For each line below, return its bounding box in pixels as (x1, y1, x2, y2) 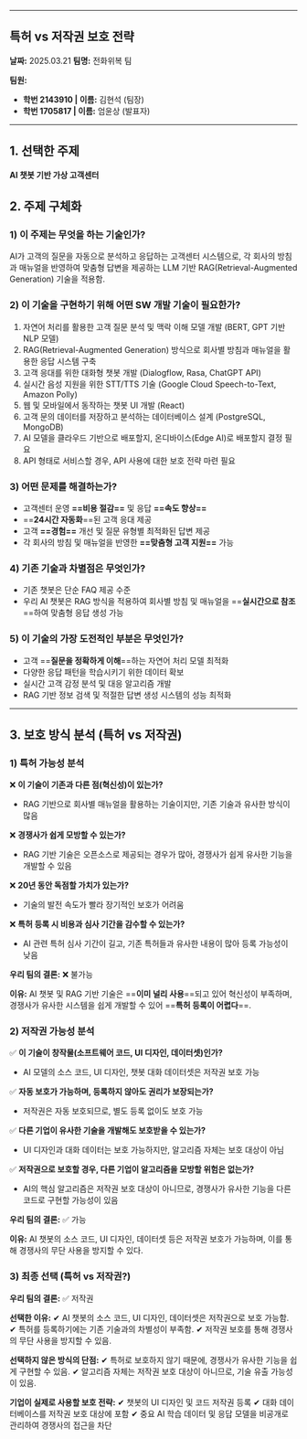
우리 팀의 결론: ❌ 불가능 (9, 969, 93, 980)
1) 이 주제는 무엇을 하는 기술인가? (9, 228, 146, 240)
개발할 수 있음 (22, 860, 72, 871)
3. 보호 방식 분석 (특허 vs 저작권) (9, 727, 183, 742)
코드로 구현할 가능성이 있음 (22, 1195, 119, 1206)
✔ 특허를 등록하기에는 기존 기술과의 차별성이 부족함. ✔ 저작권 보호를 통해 (9, 1323, 270, 1335)
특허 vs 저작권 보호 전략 (9, 29, 135, 45)
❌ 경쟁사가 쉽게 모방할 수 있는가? (9, 829, 126, 841)
